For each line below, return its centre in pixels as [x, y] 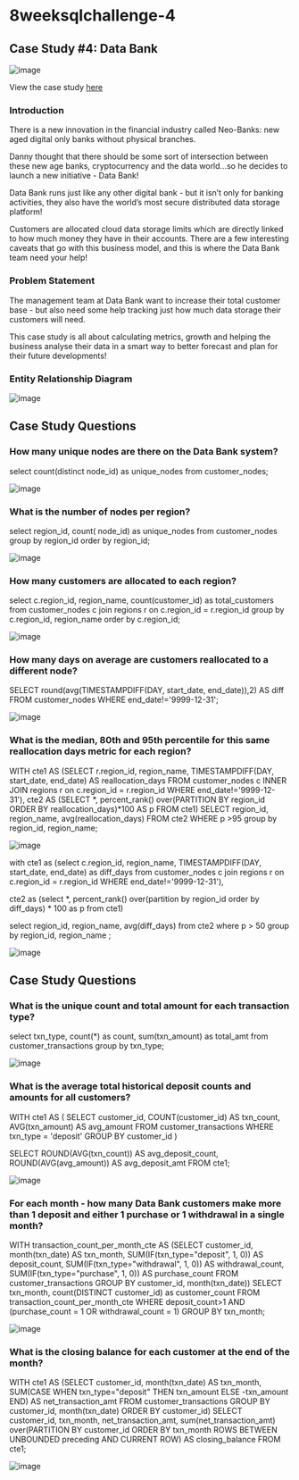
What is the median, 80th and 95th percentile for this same [140, 740]
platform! [26, 212]
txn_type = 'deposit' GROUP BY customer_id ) [93, 1136]
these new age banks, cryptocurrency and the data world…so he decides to [149, 166]
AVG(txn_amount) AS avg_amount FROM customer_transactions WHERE [141, 1126]
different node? [43, 671]
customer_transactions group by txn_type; [87, 1046]
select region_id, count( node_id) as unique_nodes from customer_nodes [144, 531]
